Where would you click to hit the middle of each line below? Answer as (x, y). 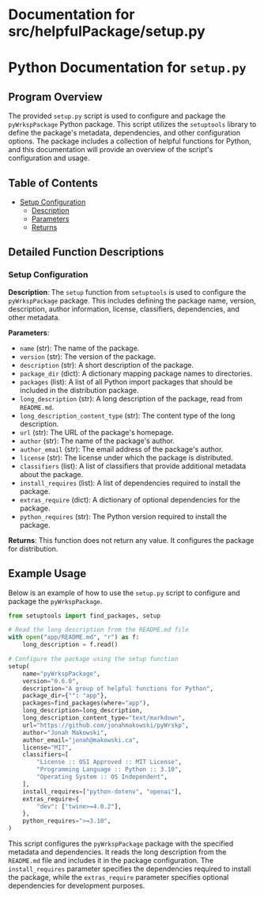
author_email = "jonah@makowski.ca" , (81, 740)
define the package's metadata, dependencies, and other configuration (124, 133)
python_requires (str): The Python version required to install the (123, 516)
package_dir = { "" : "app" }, (65, 696)
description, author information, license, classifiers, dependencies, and (124, 309)
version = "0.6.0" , (51, 681)
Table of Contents (53, 183)
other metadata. (34, 317)
